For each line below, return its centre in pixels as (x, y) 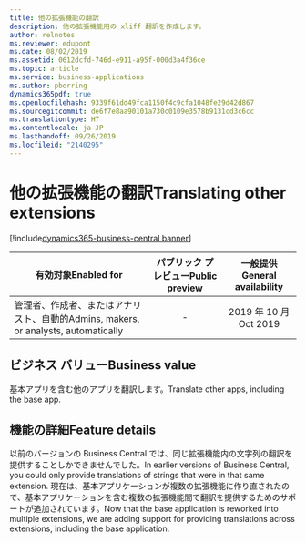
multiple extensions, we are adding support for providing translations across (153, 519)
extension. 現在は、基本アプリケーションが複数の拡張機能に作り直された (146, 486)
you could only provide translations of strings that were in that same (137, 476)
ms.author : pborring (49, 86)
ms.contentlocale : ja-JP (56, 128)
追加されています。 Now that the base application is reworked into (156, 509)
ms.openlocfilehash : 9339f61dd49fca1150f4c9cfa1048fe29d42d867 (132, 102)
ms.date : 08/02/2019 (49, 52)
